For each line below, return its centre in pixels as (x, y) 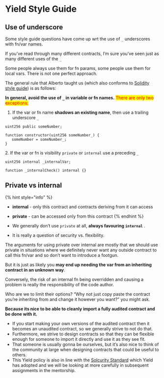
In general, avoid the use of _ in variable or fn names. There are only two (80, 98)
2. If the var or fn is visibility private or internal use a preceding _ (72, 153)
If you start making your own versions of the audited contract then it (81, 323)
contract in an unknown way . (35, 270)
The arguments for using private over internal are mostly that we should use (82, 245)
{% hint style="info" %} (29, 197)
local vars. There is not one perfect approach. (51, 74)
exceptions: (17, 103)
